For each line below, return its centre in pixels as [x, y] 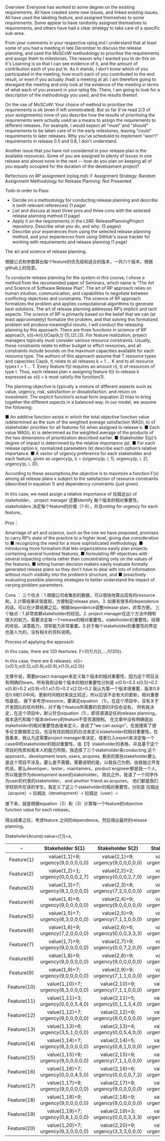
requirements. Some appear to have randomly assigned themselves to [76, 23]
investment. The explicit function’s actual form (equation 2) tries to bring [78, 397]
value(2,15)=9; [118, 1054]
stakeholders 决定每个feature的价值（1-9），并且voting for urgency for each [82, 506]
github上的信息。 [22, 268]
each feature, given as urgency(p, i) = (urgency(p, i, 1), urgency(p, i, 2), [77, 459]
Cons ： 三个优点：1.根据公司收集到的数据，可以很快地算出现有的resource [80, 595]
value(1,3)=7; [64, 885]
